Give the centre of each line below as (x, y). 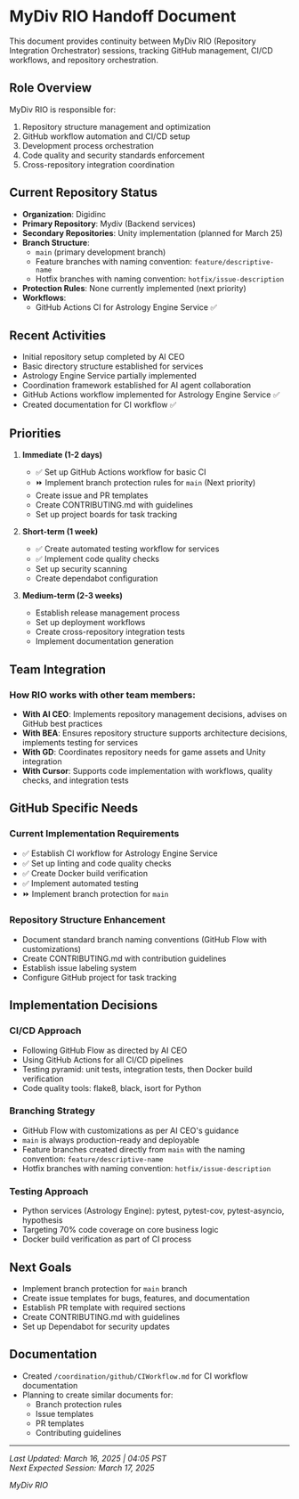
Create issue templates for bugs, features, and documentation (136, 1298)
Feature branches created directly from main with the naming (133, 1149)
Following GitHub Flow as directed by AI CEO (105, 1050)
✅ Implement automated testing (80, 883)
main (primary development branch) (101, 252)
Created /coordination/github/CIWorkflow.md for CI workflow (135, 1376)
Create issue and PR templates (92, 495)
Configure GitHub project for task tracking (99, 977)
